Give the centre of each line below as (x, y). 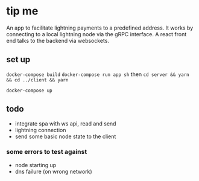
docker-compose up (29, 91)
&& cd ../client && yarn (37, 80)
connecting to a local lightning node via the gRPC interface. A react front (96, 34)
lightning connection (40, 130)
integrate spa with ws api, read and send (65, 123)
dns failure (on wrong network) (53, 171)
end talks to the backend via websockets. (58, 40)
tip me (22, 11)
